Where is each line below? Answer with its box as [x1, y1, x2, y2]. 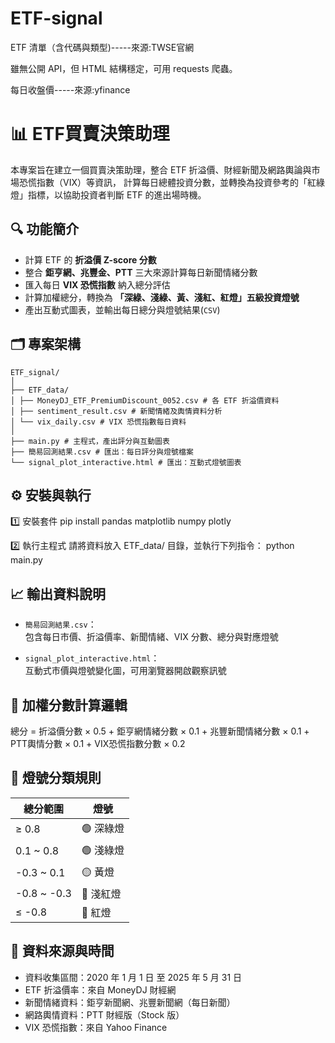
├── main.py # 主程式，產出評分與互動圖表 [10, 436, 170, 446]
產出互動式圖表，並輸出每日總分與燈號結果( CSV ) [24, 303, 221, 316]
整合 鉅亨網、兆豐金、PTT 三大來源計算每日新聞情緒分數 [24, 266, 258, 278]
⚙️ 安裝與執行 [10, 487, 92, 504]
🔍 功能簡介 [10, 221, 80, 238]
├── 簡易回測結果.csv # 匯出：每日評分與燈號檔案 [10, 447, 194, 457]
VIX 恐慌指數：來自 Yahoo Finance [24, 1021, 168, 1033]
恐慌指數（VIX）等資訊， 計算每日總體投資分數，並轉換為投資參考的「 [18, 176, 308, 188]
